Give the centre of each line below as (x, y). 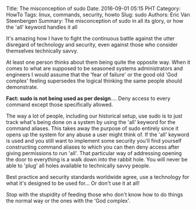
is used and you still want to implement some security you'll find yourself (94, 141)
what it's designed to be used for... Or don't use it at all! (73, 183)
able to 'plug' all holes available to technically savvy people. (78, 166)
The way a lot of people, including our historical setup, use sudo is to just (94, 116)
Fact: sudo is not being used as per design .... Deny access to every (88, 98)
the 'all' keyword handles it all (42, 27)
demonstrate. (22, 87)
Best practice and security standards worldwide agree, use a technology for (98, 177)
